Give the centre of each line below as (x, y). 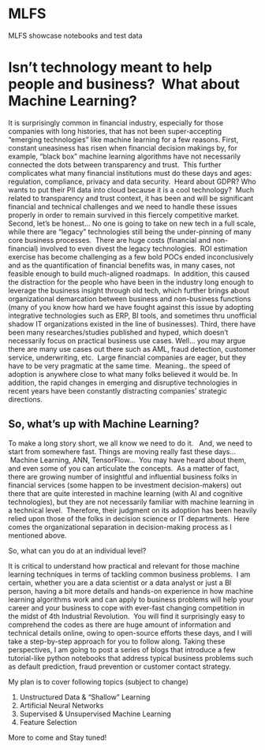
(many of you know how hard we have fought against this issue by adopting (131, 307)
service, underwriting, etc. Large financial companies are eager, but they (127, 357)
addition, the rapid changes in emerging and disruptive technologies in (123, 382)
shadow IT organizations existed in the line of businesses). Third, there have (132, 323)
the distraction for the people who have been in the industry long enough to (131, 282)
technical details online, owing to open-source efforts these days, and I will (130, 632)
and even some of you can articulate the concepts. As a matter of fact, (124, 468)
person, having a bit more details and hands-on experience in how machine (131, 591)
